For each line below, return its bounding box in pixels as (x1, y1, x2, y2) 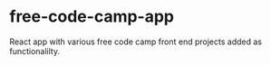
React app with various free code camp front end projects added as (9, 36, 263, 47)
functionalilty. (9, 45, 61, 56)
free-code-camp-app (9, 6, 175, 27)
